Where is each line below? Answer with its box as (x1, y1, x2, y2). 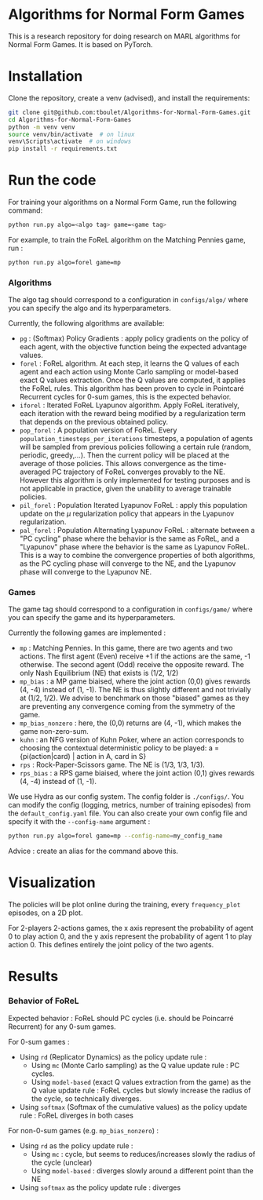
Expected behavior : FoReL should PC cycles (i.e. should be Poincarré (8, 1013, 234, 1023)
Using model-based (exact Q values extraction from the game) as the (31, 1077, 251, 1086)
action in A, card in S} (76, 752, 147, 761)
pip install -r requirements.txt (8, 145, 118, 153)
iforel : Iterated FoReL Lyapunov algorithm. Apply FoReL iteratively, (19, 400, 239, 410)
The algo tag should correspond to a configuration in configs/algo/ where (8, 295, 249, 305)
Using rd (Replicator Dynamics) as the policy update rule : (19, 1052, 207, 1061)
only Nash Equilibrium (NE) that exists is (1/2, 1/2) (19, 669, 179, 678)
